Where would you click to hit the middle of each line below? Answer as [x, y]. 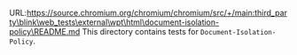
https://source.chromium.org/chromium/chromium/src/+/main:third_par [157, 13]
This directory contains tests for [141, 31]
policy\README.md [45, 31]
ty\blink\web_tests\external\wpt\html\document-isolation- [114, 22]
